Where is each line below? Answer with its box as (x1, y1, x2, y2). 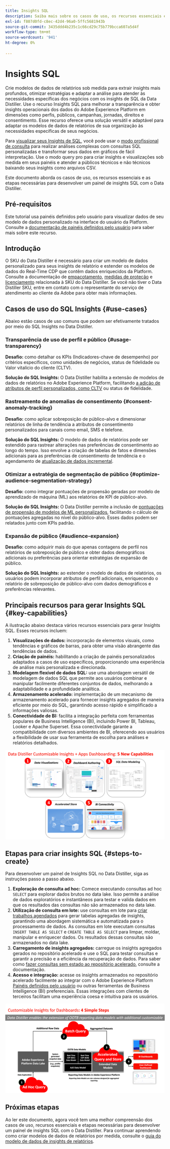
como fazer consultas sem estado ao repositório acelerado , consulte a (12, 961, 160, 968)
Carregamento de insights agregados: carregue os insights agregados (12, 945, 162, 951)
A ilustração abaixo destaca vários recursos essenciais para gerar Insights (5, 622, 160, 628)
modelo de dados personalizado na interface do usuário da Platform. (5, 218, 149, 225)
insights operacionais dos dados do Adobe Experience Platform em (5, 106, 146, 113)
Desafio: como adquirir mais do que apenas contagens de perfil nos (5, 544, 148, 550)
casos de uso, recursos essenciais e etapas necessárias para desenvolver (5, 1122, 160, 1128)
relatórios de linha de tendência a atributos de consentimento (5, 421, 134, 427)
